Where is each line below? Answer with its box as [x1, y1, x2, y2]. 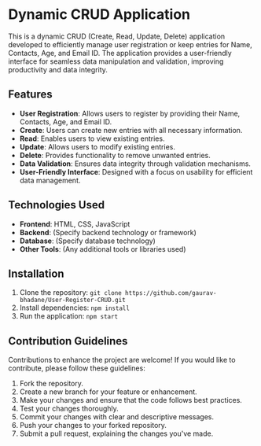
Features [8, 88, 53, 101]
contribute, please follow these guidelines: [8, 363, 145, 373]
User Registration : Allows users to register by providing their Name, [19, 109, 241, 118]
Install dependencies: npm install [19, 303, 130, 312]
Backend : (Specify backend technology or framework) [19, 227, 197, 237]
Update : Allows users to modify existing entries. [19, 142, 175, 151]
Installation [8, 267, 64, 280]
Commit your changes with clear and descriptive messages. [19, 412, 215, 422]
